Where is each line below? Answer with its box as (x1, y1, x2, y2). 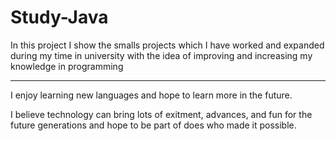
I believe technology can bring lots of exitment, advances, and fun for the (10, 108, 313, 120)
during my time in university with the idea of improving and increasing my (10, 49, 313, 61)
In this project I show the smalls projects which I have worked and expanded (10, 39, 325, 51)
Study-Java (10, 6, 109, 29)
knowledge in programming (10, 60, 124, 72)
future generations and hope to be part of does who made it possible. (10, 119, 297, 131)
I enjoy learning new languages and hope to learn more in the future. (10, 89, 293, 101)
